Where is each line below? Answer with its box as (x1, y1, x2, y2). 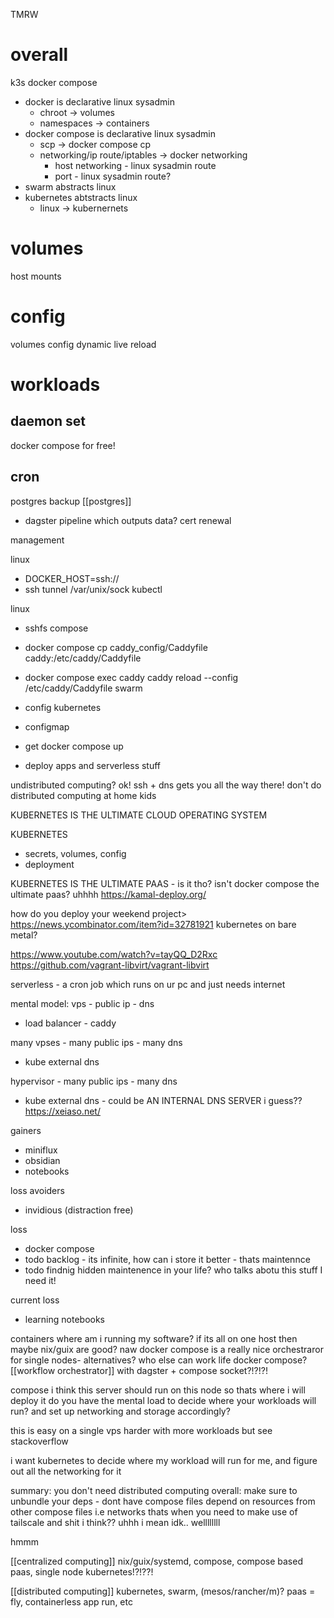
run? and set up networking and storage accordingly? (10, 1405, 231, 1417)
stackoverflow (10, 1435, 69, 1447)
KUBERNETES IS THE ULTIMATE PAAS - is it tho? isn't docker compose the (10, 877, 320, 889)
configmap (24, 720, 70, 733)
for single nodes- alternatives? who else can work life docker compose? (10, 1354, 308, 1366)
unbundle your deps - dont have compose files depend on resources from (10, 1495, 316, 1507)
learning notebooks (24, 1313, 105, 1325)
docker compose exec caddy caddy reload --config (24, 671, 239, 683)
